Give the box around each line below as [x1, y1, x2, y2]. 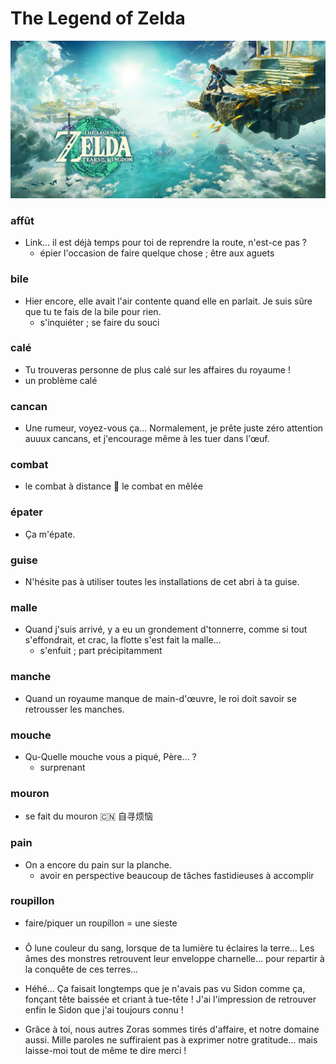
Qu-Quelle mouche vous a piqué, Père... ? [24, 750, 197, 762]
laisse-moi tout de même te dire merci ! [24, 1044, 187, 1056]
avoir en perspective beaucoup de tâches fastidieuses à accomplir [39, 869, 315, 881]
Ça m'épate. [24, 528, 76, 540]
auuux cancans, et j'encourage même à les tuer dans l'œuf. [24, 433, 270, 445]
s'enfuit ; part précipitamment [39, 645, 163, 657]
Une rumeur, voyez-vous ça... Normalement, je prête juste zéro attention [24, 422, 324, 434]
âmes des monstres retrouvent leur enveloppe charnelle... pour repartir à [24, 952, 325, 964]
